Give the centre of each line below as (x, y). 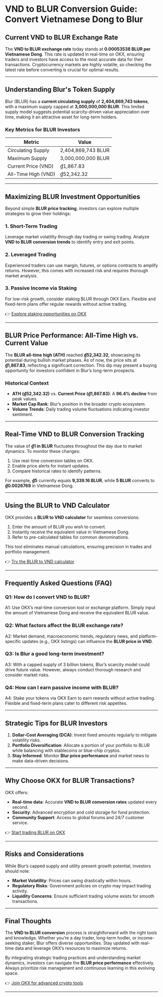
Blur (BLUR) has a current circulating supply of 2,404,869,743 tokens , (77, 101)
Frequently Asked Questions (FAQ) (59, 583)
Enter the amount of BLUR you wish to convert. (59, 527)
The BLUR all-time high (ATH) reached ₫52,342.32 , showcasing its (73, 355)
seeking (13, 943)
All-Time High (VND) (32, 174)
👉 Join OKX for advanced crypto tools (44, 983)
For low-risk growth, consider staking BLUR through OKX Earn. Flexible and (81, 299)
